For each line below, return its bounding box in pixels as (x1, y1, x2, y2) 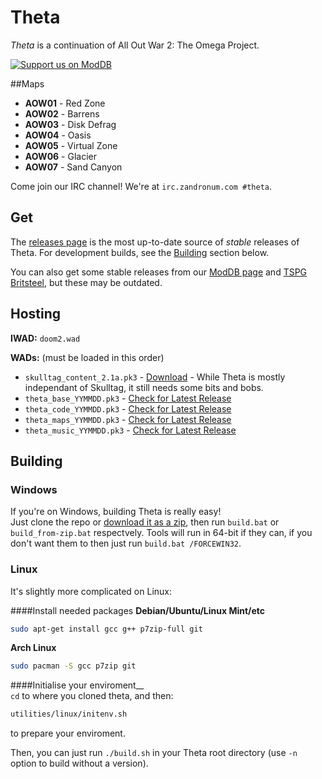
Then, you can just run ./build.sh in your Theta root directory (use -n (10, 747, 298, 759)
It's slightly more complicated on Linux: (10, 585, 173, 597)
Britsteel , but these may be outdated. (10, 276, 163, 288)
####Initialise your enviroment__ (10, 679, 145, 691)
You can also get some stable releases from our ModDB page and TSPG (10, 266, 308, 278)
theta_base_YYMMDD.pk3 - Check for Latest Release (24, 392, 232, 404)
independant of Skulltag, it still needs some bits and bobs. (24, 381, 264, 393)
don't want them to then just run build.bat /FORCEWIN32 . (10, 537, 242, 550)
